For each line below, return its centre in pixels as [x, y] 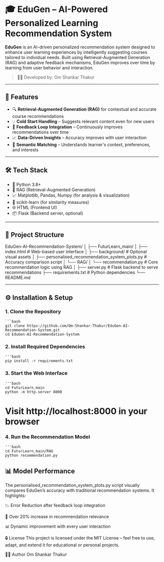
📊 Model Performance [40, 471]
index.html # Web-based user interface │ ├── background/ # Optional [76, 252]
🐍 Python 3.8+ [27, 184]
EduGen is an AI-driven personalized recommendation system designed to [80, 47]
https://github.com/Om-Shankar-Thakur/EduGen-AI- [78, 326]
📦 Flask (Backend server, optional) [48, 213]
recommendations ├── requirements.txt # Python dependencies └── [75, 272]
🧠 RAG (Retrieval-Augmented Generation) [54, 190]
